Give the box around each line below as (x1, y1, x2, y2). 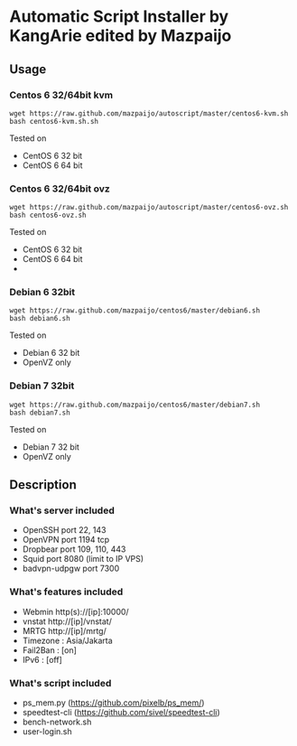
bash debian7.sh (9, 408, 70, 417)
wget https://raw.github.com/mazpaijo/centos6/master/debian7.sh (9, 400, 260, 409)
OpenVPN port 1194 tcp (22, 535, 110, 546)
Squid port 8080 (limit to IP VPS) (22, 554, 144, 564)
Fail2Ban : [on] (22, 644, 77, 656)
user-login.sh (22, 726, 72, 737)
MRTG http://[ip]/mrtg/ (22, 625, 107, 636)
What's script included (9, 676, 112, 689)
